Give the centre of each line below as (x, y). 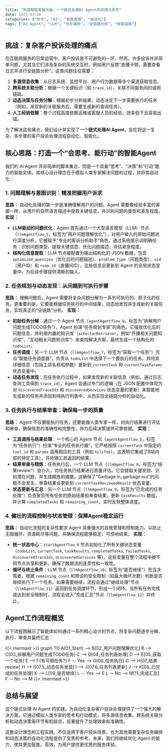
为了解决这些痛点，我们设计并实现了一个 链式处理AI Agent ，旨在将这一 (78, 130)
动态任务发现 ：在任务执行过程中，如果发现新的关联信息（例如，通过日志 (87, 377)
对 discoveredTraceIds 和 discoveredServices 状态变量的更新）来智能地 (86, 390)
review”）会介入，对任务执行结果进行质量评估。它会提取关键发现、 (86, 470)
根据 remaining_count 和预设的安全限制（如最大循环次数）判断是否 (94, 576)
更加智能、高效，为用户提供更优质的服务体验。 (70, 744)
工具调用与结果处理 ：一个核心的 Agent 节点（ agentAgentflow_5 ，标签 (84, 439)
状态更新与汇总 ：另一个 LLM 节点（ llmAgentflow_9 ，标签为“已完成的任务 (87, 489)
